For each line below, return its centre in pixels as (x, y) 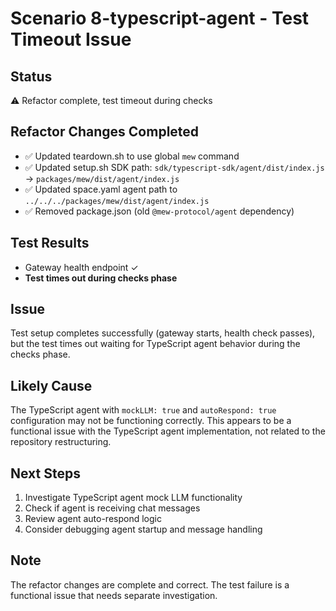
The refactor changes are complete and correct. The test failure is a (150, 584)
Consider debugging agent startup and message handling (143, 529)
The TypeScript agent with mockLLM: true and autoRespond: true (143, 410)
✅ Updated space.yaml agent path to (101, 189)
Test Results (50, 243)
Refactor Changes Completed (105, 132)
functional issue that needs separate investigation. (114, 595)
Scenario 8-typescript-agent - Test (160, 18)
